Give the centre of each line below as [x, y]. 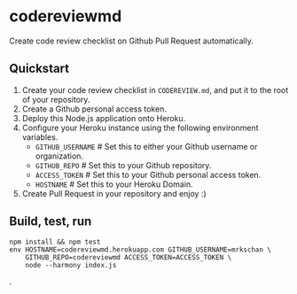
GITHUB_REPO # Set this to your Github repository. [123, 165]
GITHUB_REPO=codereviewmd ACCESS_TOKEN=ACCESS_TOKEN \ [129, 257]
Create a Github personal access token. [94, 109]
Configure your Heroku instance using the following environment [140, 128]
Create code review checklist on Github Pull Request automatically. [132, 41]
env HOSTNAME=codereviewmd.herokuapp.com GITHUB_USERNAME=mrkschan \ [141, 250]
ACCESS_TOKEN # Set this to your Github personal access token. [148, 174]
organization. [59, 156]
